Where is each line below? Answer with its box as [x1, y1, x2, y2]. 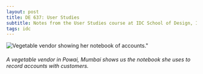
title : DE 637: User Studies [6, 14, 80, 20]
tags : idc [6, 25, 31, 32]
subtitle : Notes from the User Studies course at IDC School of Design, [6, 20, 193, 26]
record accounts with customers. [6, 62, 89, 69]
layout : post [6, 8, 39, 15]
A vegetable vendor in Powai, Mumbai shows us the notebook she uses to [6, 55, 191, 63]
